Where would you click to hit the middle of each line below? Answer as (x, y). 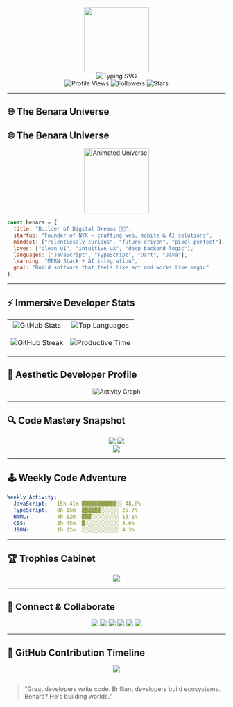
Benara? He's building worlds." (68, 697)
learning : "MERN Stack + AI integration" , (76, 261)
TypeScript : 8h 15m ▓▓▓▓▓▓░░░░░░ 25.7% (76, 510)
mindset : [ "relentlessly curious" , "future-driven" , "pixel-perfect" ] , (119, 242)
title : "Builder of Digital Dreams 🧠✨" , (72, 229)
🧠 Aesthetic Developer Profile (72, 375)
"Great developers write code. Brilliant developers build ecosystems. (122, 689)
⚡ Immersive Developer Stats (71, 303)
